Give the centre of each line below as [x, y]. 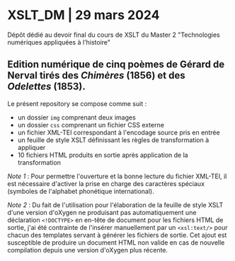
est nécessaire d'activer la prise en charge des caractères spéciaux [106, 183]
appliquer [31, 147]
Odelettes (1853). [47, 87]
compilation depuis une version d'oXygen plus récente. [88, 250]
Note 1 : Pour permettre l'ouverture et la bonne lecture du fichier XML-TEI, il [117, 176]
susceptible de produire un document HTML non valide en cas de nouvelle [116, 242]
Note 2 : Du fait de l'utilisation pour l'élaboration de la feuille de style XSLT [115, 204]
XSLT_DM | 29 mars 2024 [84, 15]
